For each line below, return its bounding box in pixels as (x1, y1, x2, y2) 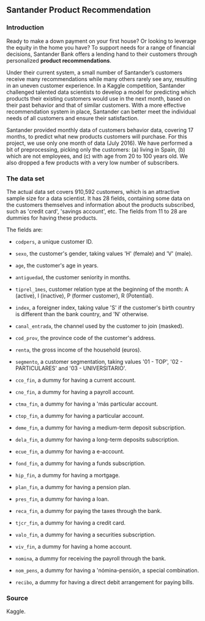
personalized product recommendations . (6, 56, 112, 64)
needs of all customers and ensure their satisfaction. (6, 114, 139, 121)
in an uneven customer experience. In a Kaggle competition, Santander (6, 82, 185, 89)
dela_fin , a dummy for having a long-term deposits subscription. (15, 436, 179, 443)
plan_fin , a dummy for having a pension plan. (15, 483, 131, 490)
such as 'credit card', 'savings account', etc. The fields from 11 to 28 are (6, 207, 187, 215)
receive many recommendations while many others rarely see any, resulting (6, 75, 197, 82)
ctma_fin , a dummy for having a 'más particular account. (15, 400, 158, 407)
